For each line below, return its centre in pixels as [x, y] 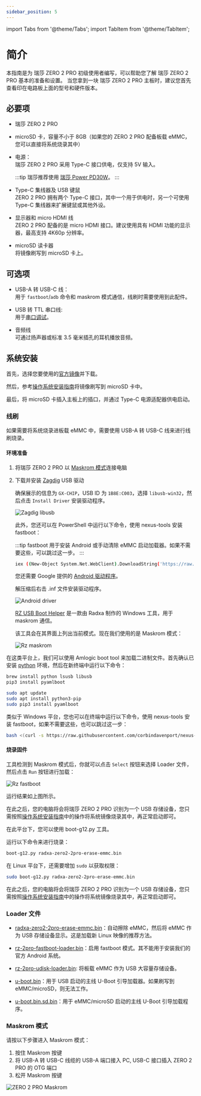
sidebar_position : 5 [32, 12]
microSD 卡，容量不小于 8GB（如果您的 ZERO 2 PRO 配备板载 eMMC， [102, 137]
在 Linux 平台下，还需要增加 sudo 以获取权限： [63, 866]
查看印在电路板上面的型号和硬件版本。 [53, 88]
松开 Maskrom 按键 [38, 1076]
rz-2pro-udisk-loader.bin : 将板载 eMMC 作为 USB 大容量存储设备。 [98, 968]
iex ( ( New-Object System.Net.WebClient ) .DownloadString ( [87, 564]
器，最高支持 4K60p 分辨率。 [51, 233]
